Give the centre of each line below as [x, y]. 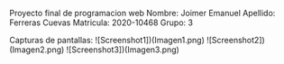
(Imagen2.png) [37, 50]
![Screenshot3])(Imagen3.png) [123, 50]
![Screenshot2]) [236, 40]
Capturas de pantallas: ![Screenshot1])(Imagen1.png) [107, 40]
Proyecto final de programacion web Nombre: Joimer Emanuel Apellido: [142, 13]
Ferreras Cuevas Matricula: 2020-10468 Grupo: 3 [101, 23]
